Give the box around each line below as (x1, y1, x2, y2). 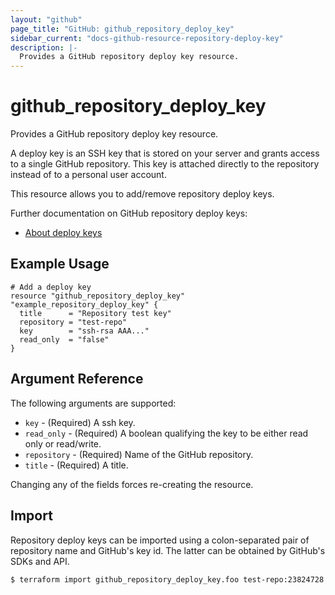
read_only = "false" (19, 334, 110, 345)
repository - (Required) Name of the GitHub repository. (24, 448, 254, 460)
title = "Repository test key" (19, 308, 172, 318)
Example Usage (10, 256, 110, 273)
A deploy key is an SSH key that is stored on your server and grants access (10, 147, 320, 160)
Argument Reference (10, 371, 144, 388)
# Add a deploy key (10, 282, 92, 292)
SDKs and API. (10, 555, 70, 567)
